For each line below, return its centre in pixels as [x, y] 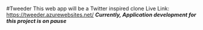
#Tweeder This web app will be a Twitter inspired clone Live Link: [88, 9]
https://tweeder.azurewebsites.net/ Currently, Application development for [101, 15]
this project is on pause [36, 21]
